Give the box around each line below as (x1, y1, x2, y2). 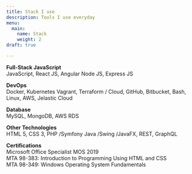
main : (11, 25, 26, 32)
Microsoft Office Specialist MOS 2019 (6, 148, 99, 155)
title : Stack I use (6, 8, 55, 15)
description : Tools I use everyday (6, 14, 95, 20)
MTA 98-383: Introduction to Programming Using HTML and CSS (6, 154, 167, 161)
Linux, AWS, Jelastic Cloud (6, 94, 73, 102)
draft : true (6, 42, 36, 48)
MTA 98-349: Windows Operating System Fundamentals (6, 161, 146, 168)
